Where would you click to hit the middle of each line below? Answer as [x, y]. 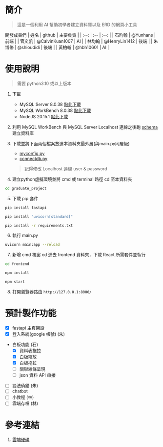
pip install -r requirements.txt [39, 225]
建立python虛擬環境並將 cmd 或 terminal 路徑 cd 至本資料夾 [72, 179]
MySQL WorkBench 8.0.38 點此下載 [55, 110]
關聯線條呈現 [32, 369]
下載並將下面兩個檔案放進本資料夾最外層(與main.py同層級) [71, 143]
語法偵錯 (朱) [25, 386]
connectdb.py [33, 158]
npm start [15, 282]
